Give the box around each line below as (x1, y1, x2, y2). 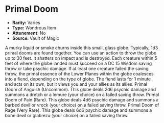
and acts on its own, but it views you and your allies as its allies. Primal (5, 81, 148, 87)
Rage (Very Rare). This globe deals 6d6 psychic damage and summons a (5, 107, 152, 113)
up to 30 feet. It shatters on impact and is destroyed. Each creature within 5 (5, 55, 158, 61)
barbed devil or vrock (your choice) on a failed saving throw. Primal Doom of (5, 102, 159, 108)
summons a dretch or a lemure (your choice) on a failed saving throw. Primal (5, 92, 159, 98)
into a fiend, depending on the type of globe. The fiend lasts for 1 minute (5, 76, 151, 82)
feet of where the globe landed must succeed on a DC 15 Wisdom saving (5, 60, 152, 66)
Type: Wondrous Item (12, 25, 56, 30)
